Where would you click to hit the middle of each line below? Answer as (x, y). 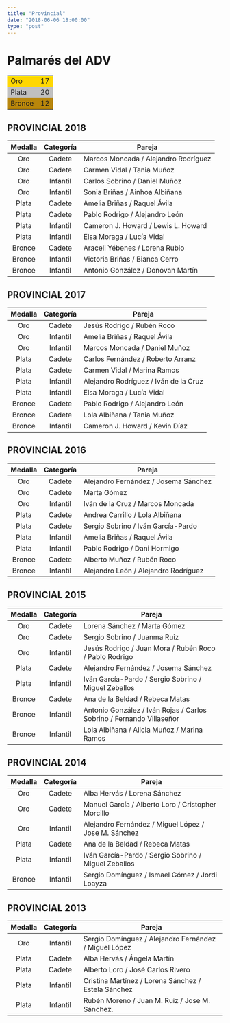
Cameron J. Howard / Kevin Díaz (136, 426)
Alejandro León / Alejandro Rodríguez (143, 571)
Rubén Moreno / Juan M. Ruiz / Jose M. (147, 1001)
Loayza (95, 884)
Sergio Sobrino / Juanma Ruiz (131, 637)
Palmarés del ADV (59, 60)
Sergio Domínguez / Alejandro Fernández (150, 939)
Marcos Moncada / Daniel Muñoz (137, 347)
